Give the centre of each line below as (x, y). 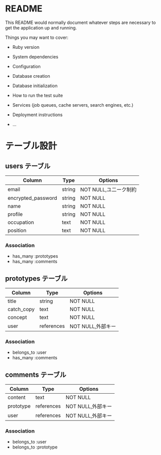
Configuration (26, 66)
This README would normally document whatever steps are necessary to (80, 22)
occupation (21, 222)
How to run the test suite (38, 95)
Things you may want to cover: (37, 37)
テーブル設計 (31, 146)
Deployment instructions (38, 115)
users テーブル (28, 166)
